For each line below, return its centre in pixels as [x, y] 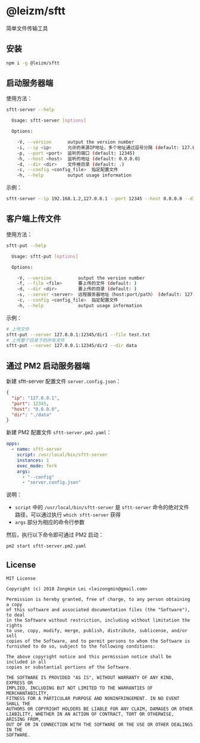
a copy [14, 605]
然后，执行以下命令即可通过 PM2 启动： [55, 535]
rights [14, 626]
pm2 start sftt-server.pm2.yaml [46, 546]
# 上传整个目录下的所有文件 [36, 340]
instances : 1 [33, 460]
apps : [13, 444]
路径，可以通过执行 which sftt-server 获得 [68, 515]
